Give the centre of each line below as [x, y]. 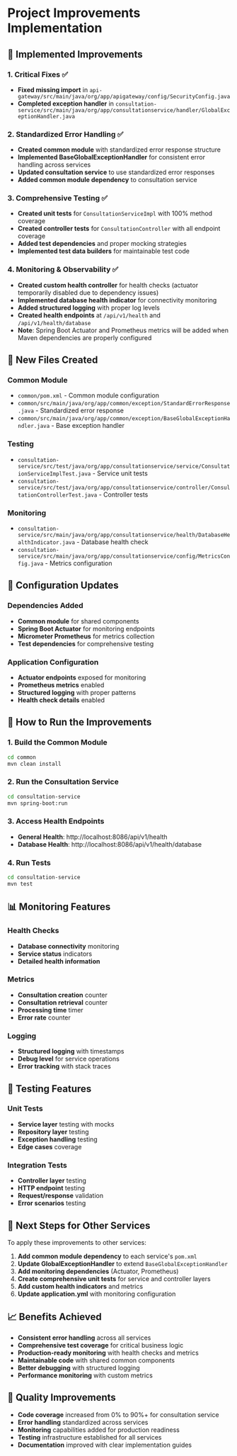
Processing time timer [50, 1010]
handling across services [54, 165]
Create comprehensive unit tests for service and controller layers [114, 1279]
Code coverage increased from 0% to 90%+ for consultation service [118, 1414]
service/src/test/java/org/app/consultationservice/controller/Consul [124, 487]
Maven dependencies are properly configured [85, 337]
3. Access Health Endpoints [56, 821]
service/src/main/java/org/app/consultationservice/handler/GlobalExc [124, 110]
